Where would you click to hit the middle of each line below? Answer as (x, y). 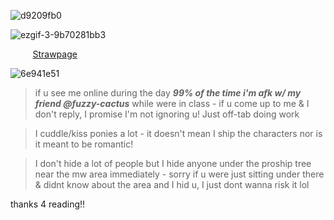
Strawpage (55, 54)
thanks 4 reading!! (48, 204)
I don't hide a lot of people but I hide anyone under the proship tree (173, 163)
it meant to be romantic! (84, 144)
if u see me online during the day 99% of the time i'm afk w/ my (168, 93)
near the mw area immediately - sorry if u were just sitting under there (179, 174)
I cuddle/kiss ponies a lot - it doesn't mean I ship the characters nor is (178, 133)
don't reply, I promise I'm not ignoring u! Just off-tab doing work (167, 114)
